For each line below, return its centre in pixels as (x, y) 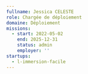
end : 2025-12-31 (38, 39)
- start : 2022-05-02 (37, 34)
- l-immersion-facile (39, 61)
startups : (19, 56)
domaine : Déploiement (33, 23)
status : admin (35, 45)
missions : (19, 28)
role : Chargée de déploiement (44, 17)
